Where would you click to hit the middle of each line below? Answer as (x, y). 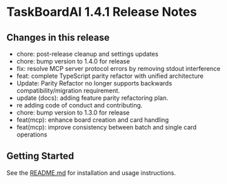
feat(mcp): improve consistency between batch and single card (107, 127)
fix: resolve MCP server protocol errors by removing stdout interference (118, 69)
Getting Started (40, 156)
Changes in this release (58, 38)
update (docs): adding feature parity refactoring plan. (92, 98)
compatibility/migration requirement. (68, 91)
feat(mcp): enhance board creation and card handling (93, 120)
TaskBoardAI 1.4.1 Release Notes (102, 12)
